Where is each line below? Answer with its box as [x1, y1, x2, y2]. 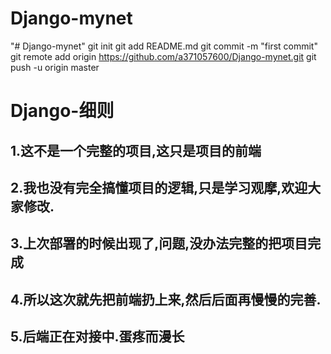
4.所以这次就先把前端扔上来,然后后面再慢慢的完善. [10, 291, 322, 308]
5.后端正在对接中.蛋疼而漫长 [10, 328, 185, 346]
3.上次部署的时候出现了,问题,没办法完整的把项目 [10, 235, 308, 252]
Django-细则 [10, 100, 115, 122]
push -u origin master [10, 61, 100, 73]
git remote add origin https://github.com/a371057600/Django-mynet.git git [10, 50, 317, 62]
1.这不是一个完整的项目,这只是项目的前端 [10, 142, 262, 159]
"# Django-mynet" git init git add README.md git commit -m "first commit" [10, 40, 318, 52]
